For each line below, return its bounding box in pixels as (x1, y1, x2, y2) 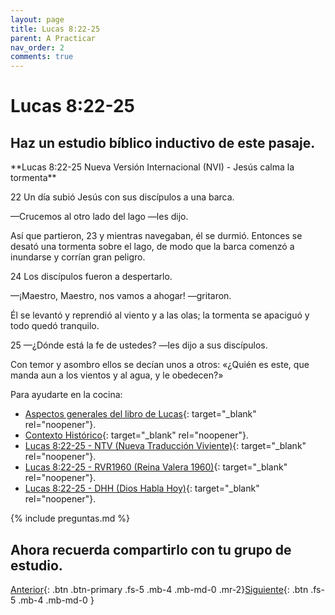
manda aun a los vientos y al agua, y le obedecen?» (10, 369, 224, 381)
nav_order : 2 (10, 42, 65, 53)
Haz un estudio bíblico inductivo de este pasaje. (10, 134, 316, 151)
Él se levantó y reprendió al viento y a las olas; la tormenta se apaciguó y (10, 309, 310, 321)
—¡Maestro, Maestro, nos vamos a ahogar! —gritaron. (10, 290, 232, 302)
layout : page (10, 14, 65, 25)
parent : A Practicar (10, 33, 97, 43)
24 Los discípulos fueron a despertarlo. (10, 271, 173, 283)
